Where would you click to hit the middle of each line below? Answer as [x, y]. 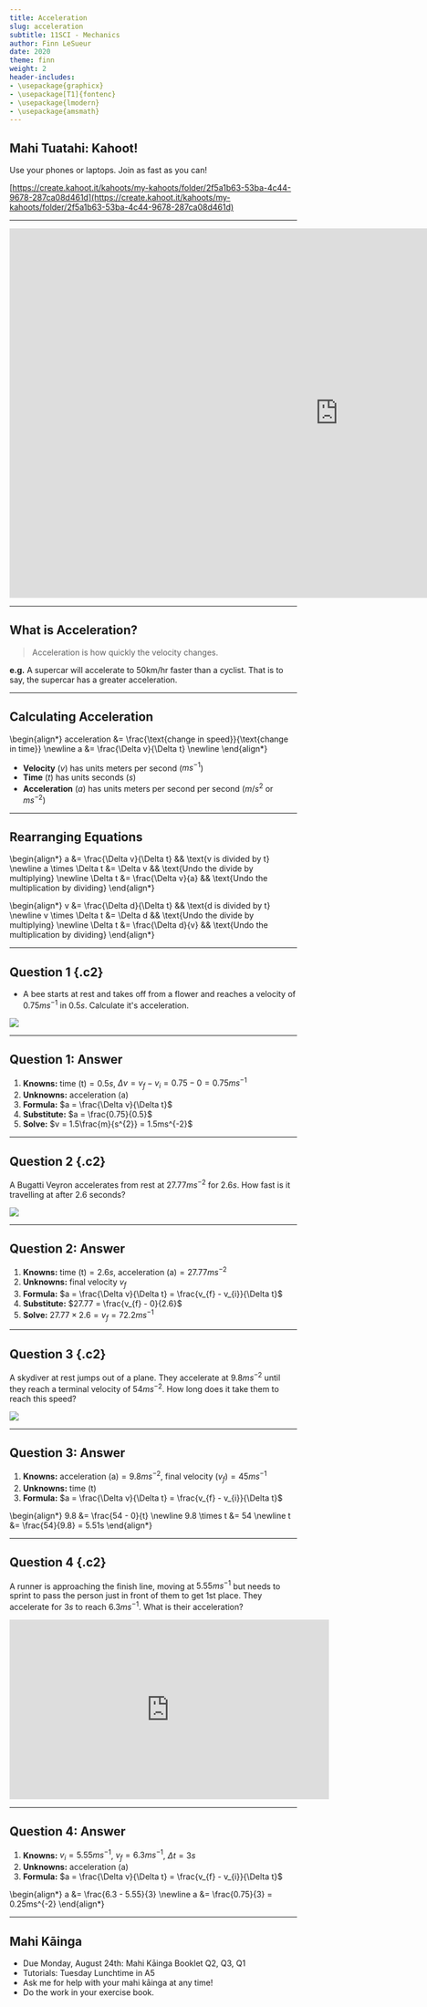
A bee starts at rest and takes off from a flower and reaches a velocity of [159, 994]
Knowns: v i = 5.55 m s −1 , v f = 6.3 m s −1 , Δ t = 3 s [109, 1856]
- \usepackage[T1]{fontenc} [63, 94]
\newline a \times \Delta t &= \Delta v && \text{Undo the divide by [131, 868]
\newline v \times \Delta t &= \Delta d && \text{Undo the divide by [132, 915]
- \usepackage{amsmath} [55, 111]
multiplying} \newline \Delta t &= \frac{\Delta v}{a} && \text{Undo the [139, 879]
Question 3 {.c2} [58, 1354]
